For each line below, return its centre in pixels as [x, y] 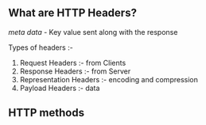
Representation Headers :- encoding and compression [109, 79]
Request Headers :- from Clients [73, 62]
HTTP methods [47, 113]
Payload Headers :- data [60, 88]
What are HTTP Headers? [73, 13]
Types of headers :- [41, 47]
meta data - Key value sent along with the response [93, 32]
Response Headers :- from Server [75, 71]
